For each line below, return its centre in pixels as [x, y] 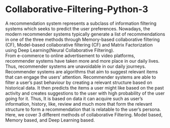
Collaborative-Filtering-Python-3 [77, 9]
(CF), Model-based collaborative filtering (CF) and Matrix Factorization [79, 45]
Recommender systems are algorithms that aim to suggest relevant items [82, 71]
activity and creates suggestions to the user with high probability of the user [85, 93]
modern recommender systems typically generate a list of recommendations [85, 34]
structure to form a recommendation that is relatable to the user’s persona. [83, 109]
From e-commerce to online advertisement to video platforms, [70, 55]
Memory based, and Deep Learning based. [50, 120]
